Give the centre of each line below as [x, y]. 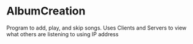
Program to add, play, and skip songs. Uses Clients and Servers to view [96, 28]
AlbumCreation [46, 11]
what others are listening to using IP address [62, 34]
